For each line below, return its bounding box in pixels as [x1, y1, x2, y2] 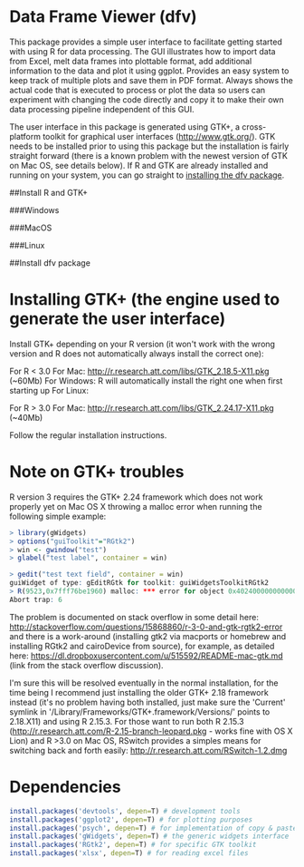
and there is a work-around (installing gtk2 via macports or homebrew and [9, 630, 287, 641]
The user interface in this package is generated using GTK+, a [9, 121, 241, 132]
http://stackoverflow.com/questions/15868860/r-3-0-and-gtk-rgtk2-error [9, 621, 283, 632]
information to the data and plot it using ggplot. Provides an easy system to [9, 65, 290, 76]
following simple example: [9, 511, 107, 521]
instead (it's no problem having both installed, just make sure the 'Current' [9, 697, 286, 707]
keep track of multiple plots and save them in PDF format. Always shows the [9, 74, 294, 85]
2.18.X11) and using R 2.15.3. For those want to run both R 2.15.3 [9, 716, 244, 726]
